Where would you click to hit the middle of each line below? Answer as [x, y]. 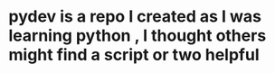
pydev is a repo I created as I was [135, 17]
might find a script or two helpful [134, 55]
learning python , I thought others [137, 36]
